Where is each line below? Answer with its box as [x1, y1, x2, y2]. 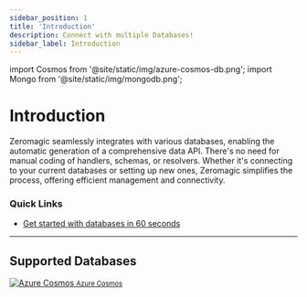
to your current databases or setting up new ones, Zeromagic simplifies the [9, 165, 293, 176]
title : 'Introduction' [9, 22, 96, 31]
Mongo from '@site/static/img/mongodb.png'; [9, 74, 183, 85]
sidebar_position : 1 [9, 13, 89, 23]
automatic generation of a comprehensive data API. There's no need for [9, 145, 281, 156]
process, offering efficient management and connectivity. [9, 175, 226, 186]
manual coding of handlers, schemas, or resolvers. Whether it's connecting [9, 155, 293, 166]
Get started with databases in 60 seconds [22, 218, 181, 229]
